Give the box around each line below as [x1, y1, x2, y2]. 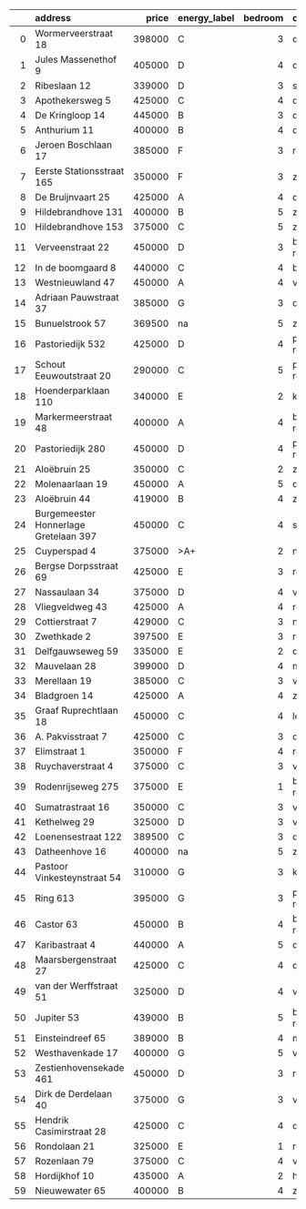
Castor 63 [35, 919, 78, 930]
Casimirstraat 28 [35, 1125, 107, 1137]
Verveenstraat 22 [35, 241, 110, 253]
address [35, 12, 71, 24]
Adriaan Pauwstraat [35, 291, 120, 303]
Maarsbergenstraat [35, 953, 117, 966]
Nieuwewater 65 [35, 1184, 107, 1196]
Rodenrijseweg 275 [35, 780, 119, 793]
